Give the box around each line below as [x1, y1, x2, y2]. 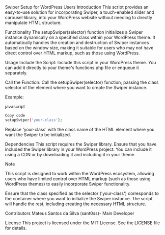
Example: [5, 94, 24, 100]
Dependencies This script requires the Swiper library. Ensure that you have [5, 141, 157, 147]
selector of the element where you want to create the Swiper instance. [5, 85, 148, 90]
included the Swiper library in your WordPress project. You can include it [5, 146, 152, 152]
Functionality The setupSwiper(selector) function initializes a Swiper [5, 29, 143, 35]
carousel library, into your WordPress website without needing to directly [5, 15, 153, 20]
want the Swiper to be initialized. [5, 132, 71, 138]
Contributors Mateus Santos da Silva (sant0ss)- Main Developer [5, 210, 135, 216]
